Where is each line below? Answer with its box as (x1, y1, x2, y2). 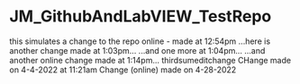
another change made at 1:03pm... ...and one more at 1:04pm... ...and (9, 45, 266, 55)
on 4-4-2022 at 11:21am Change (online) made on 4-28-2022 (9, 64, 237, 75)
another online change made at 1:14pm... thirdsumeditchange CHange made (9, 55, 291, 65)
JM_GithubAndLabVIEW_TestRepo (9, 6, 272, 27)
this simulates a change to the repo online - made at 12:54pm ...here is (9, 36, 271, 46)
